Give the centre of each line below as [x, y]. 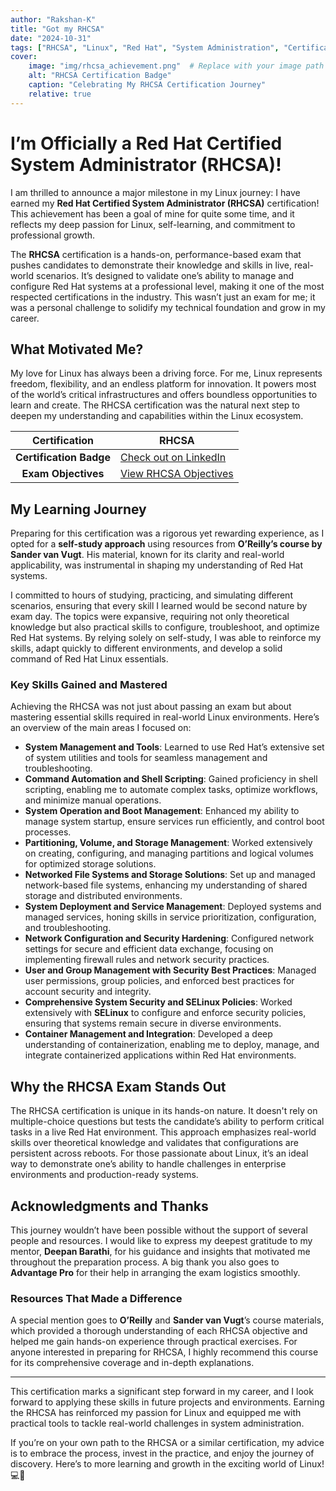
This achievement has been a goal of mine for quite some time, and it [152, 213]
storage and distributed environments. [103, 896]
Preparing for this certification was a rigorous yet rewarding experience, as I [167, 533]
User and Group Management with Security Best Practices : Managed [170, 970]
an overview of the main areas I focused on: [101, 728]
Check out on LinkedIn [173, 458]
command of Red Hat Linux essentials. [89, 659]
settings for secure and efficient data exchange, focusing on [149, 949]
